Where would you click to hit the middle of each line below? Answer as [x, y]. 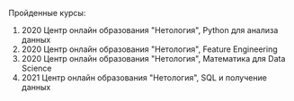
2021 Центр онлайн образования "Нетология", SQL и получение [144, 78]
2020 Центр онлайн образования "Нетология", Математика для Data [153, 59]
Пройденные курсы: [47, 13]
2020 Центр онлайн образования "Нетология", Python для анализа [150, 30]
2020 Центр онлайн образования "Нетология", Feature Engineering [149, 49]
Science [36, 68]
